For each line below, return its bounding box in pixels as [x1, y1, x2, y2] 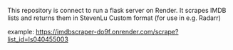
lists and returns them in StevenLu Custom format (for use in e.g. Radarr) [7, 14, 221, 22]
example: [7, 28, 34, 36]
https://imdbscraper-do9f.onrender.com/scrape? [35, 28, 179, 36]
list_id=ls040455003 [7, 35, 69, 44]
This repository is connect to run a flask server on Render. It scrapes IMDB [7, 6, 227, 14]
